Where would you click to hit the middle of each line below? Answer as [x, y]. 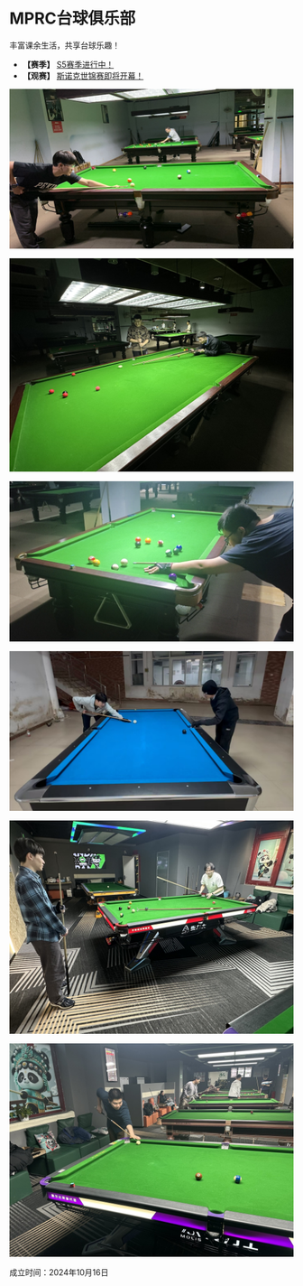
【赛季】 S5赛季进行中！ [68, 64]
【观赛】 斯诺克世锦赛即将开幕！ [83, 75]
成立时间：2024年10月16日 [59, 1272]
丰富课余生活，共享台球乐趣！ [64, 45]
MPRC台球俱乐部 [73, 19]
